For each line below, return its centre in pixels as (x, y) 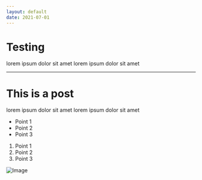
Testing (26, 47)
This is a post (40, 93)
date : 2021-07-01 (28, 17)
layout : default (26, 12)
